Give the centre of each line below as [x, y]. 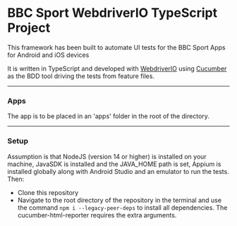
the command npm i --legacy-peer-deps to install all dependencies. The [122, 207]
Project [29, 28]
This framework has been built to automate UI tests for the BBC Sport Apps [116, 47]
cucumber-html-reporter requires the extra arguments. [97, 215]
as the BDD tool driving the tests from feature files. [81, 76]
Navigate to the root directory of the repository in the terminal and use [120, 200]
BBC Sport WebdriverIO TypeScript [112, 13]
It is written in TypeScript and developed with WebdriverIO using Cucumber [117, 68]
